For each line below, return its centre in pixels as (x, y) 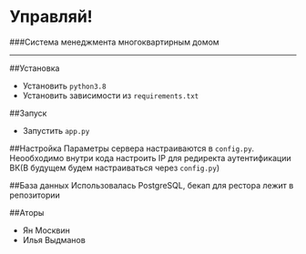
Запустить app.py (56, 130)
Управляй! (51, 17)
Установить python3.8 (64, 86)
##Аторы (27, 212)
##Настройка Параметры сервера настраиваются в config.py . (132, 148)
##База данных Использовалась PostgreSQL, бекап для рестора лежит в (152, 185)
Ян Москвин (46, 230)
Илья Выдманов (54, 239)
